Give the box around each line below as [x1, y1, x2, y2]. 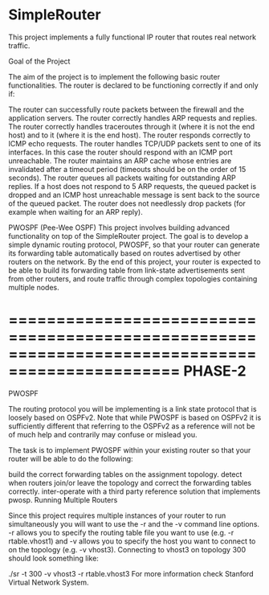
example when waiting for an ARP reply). [8, 207, 143, 216]
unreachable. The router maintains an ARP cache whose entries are [8, 155, 232, 166]
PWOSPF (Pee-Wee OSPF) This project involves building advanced [8, 223, 230, 232]
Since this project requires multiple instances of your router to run [8, 511, 226, 520]
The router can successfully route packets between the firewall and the [8, 105, 245, 114]
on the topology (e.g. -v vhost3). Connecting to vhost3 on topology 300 [8, 544, 247, 554]
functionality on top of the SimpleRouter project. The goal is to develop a [8, 231, 249, 240]
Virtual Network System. [8, 577, 89, 587]
